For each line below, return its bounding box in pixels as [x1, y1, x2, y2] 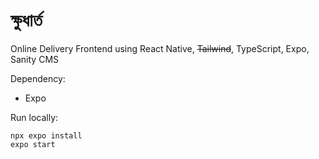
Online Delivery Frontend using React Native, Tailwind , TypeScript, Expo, [10, 42, 310, 54]
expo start [10, 139, 56, 149]
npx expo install [10, 130, 83, 141]
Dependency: [10, 72, 66, 84]
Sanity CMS [10, 53, 60, 65]
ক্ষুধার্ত [10, 9, 43, 32]
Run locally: [10, 111, 59, 123]
